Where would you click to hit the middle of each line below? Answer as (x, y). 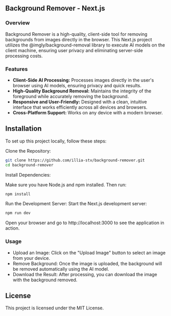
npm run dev (18, 213)
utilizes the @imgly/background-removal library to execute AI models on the (85, 45)
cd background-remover (29, 165)
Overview (18, 23)
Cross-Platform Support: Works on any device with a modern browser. (88, 112)
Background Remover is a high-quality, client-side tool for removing (76, 34)
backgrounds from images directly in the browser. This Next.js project (79, 39)
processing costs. (24, 56)
